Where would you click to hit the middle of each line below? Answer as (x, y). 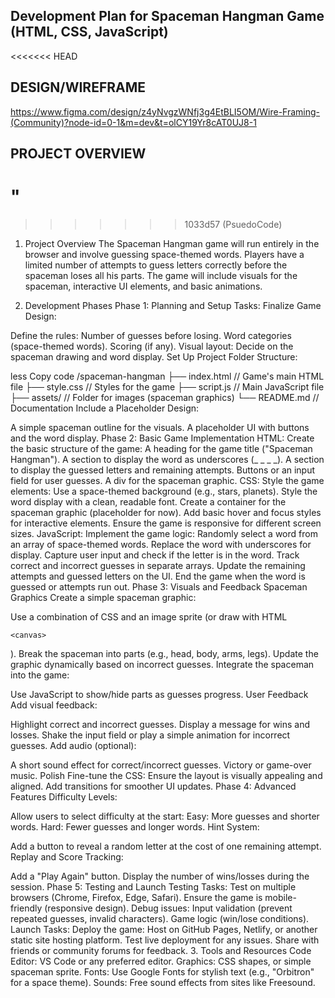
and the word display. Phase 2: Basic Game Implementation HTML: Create (162, 438)
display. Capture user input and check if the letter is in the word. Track (155, 555)
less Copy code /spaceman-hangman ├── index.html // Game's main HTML (167, 376)
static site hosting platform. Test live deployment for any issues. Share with (165, 940)
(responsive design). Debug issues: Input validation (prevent (168, 908)
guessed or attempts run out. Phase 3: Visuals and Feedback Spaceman (159, 586)
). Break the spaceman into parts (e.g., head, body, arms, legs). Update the (164, 653)
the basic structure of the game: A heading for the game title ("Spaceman (161, 448)
